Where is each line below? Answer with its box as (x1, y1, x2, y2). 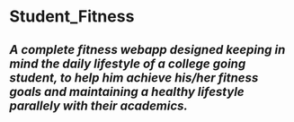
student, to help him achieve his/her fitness (9, 70, 259, 85)
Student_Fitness (9, 6, 135, 27)
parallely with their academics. (9, 98, 189, 113)
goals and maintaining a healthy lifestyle (9, 83, 245, 100)
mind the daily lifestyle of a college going (9, 56, 246, 71)
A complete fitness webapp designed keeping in (9, 42, 286, 57)
